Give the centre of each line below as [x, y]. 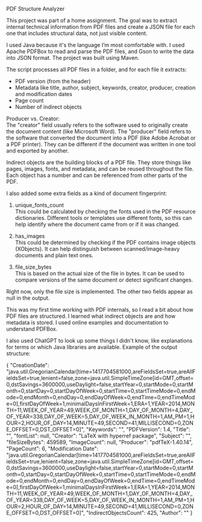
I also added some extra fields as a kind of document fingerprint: [87, 193]
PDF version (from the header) [53, 81]
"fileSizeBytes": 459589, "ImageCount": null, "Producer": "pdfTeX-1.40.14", [99, 442]
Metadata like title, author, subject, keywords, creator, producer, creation [105, 88]
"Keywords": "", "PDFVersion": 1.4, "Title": [138, 429]
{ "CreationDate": [28, 365]
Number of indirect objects [49, 107]
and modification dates [43, 94]
